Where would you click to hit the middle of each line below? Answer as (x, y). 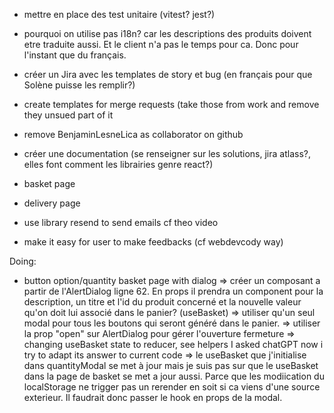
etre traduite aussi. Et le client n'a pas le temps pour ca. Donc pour (161, 44)
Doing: (23, 261)
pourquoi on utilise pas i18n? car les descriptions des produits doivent (167, 33)
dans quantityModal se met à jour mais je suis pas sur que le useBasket (171, 365)
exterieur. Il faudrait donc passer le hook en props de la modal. (153, 397)
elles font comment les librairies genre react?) (118, 164)
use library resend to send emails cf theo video (121, 222)
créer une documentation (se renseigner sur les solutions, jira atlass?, (167, 153)
